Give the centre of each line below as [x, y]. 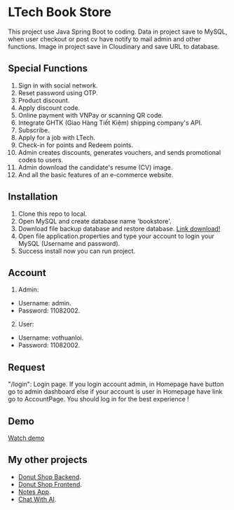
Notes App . [34, 492]
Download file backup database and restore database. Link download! [119, 228]
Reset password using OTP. [58, 92]
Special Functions [48, 68]
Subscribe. [34, 130]
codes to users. [41, 160]
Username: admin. [45, 303]
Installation [33, 197]
